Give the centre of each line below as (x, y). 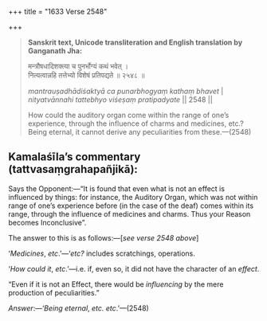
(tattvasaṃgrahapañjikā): (73, 169)
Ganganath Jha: (55, 51)
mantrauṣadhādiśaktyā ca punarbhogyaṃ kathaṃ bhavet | (126, 91)
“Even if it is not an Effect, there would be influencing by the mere (116, 284)
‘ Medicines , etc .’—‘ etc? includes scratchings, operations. (102, 253)
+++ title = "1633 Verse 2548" (58, 12)
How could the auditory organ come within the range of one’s (128, 115)
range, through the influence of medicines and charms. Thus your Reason (130, 213)
